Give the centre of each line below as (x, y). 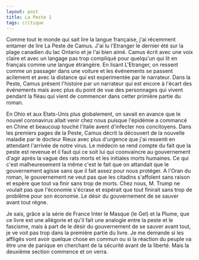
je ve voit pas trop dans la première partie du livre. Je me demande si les (95, 233)
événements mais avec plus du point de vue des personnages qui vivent (94, 90)
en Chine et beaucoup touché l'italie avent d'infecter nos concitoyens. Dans (99, 127)
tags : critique (25, 23)
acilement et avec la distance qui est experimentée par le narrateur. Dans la (99, 77)
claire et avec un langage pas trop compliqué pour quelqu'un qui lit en (92, 58)
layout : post (22, 12)
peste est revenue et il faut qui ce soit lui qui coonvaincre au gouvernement (98, 152)
